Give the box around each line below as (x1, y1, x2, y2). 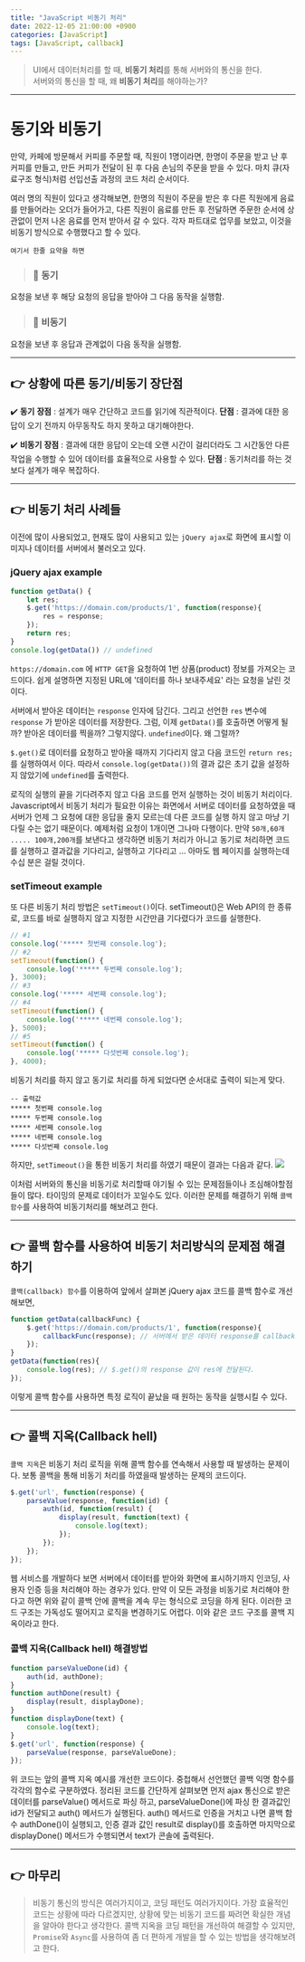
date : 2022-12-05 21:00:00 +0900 (10, 22, 137, 31)
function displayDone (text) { (10, 1714, 125, 1724)
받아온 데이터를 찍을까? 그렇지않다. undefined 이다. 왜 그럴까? (23, 728, 240, 738)
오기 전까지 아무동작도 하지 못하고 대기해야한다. (26, 420, 194, 431)
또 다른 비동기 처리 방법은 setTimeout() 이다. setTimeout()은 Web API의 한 (10, 901, 275, 912)
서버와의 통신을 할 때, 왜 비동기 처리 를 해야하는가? (32, 76, 208, 87)
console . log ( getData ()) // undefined (10, 645, 153, 654)
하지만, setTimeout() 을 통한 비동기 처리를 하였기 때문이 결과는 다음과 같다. (10, 1159, 274, 1170)
